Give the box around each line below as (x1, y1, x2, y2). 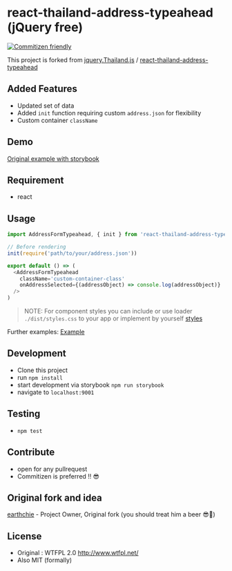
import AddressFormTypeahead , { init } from (7, 231, 137, 238)
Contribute (7, 447, 55, 458)
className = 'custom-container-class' (19, 275, 126, 282)
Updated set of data (17, 101, 75, 110)
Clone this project (17, 366, 68, 374)
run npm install (17, 373, 64, 381)
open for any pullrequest (17, 465, 88, 473)
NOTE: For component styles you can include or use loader (23, 307, 193, 316)
